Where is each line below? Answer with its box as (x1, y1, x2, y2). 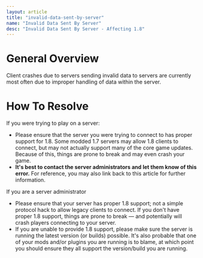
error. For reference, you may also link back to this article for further (15, 170, 186, 177)
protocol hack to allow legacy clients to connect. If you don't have (15, 207, 180, 214)
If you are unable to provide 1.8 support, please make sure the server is (15, 225, 193, 233)
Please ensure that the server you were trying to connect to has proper (15, 131, 193, 139)
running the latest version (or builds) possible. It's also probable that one (15, 232, 197, 239)
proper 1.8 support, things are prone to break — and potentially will (15, 213, 182, 220)
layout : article (6, 8, 47, 15)
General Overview (6, 52, 99, 65)
